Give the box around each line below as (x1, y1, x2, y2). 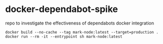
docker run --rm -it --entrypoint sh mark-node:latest (5, 34, 123, 39)
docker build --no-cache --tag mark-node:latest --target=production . (5, 29, 158, 34)
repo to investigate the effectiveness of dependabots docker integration (5, 20, 154, 26)
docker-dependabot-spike (5, 3, 118, 15)
